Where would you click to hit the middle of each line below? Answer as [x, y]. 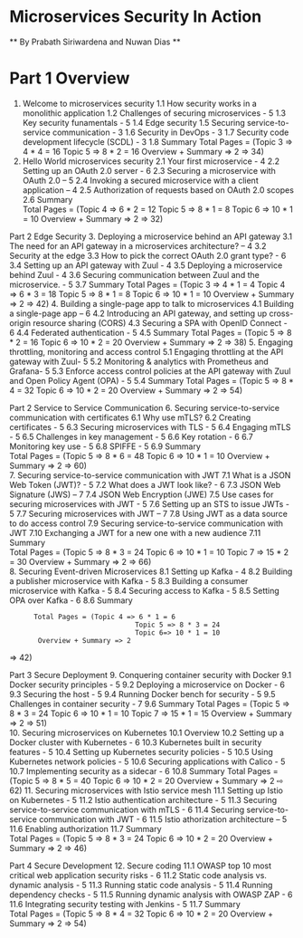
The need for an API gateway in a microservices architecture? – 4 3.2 [138, 245]
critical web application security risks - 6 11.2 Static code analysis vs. [138, 875]
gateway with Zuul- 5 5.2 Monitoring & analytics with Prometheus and [139, 361]
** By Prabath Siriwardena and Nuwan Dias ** [95, 42]
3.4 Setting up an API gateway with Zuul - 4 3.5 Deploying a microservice [146, 265]
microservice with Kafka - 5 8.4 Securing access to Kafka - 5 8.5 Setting [145, 590]
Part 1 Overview [70, 78]
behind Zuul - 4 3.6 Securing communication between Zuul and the [134, 274]
